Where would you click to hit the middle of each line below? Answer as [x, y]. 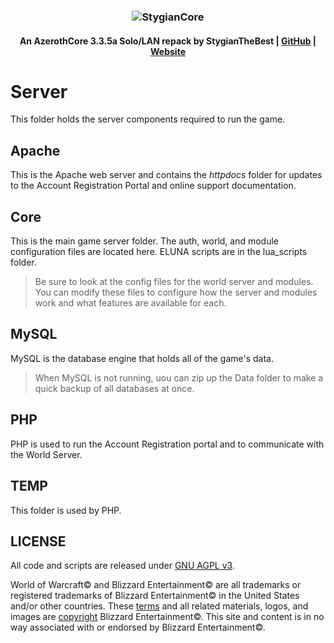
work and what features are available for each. [130, 303]
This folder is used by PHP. [66, 510]
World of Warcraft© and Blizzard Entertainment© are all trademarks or [156, 585]
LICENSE [38, 541]
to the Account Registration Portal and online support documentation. [153, 186]
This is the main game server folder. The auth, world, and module [145, 241]
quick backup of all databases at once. [114, 388]
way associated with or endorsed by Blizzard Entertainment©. [138, 627]
